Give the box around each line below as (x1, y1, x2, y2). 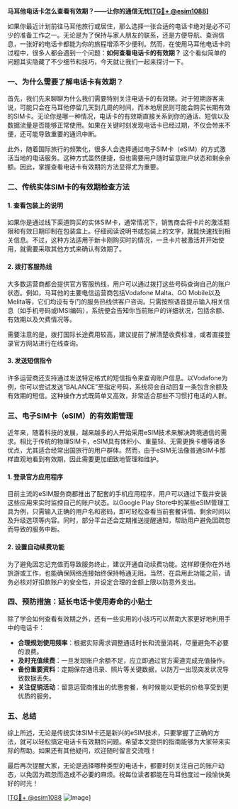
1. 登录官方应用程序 (7, 472, 64, 481)
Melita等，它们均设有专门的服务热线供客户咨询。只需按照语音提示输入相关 (7, 297, 225, 306)
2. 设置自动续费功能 (7, 542, 65, 551)
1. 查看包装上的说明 (7, 201, 64, 209)
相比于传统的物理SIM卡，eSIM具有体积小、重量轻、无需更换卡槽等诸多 (19, 437, 226, 446)
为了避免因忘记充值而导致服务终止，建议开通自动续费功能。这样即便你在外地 (7, 560, 231, 568)
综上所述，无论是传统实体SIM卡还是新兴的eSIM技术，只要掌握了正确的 (7, 729, 214, 737)
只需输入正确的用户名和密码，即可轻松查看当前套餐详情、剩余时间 (31, 507, 225, 516)
